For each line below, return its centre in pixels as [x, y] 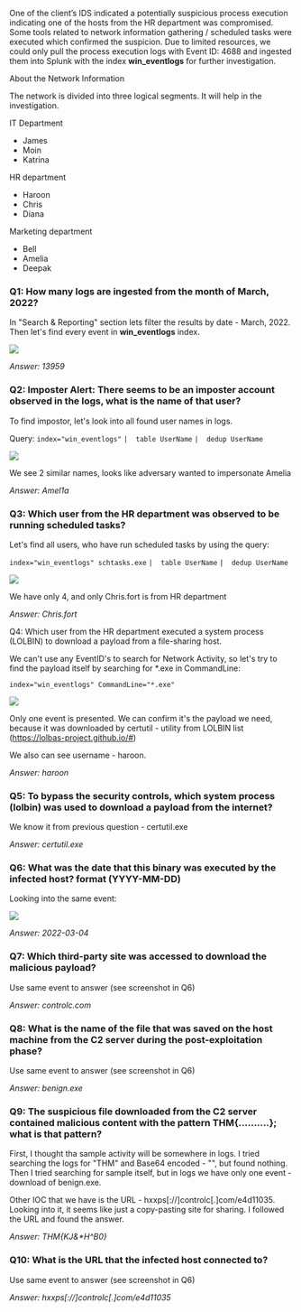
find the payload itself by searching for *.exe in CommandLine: [125, 668]
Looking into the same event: [63, 898]
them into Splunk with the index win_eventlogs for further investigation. [143, 61]
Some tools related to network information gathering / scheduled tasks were [151, 32]
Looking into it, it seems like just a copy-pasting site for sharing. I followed [147, 1210]
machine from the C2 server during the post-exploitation [136, 1039]
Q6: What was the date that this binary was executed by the [143, 868]
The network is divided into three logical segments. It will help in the [136, 96]
